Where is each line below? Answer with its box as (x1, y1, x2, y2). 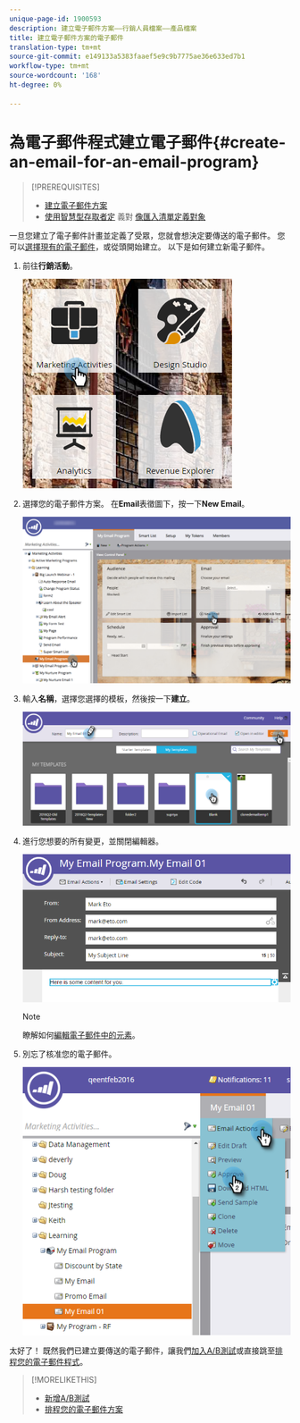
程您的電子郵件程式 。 (9, 1357, 87, 1368)
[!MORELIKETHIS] (30, 1375, 97, 1385)
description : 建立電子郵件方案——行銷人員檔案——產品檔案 (9, 23, 197, 33)
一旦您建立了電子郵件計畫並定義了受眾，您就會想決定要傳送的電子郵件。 (9, 230, 275, 240)
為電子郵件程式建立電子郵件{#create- (9, 132, 287, 152)
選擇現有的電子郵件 (25, 241, 96, 252)
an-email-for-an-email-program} (9, 152, 260, 172)
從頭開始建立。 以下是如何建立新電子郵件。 (110, 241, 270, 252)
